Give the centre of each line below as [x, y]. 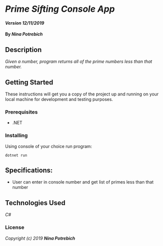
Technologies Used [35, 203]
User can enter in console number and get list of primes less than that [83, 182]
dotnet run [16, 155]
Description [23, 49]
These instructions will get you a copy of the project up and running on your [82, 94]
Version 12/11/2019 [25, 23]
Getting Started [29, 82]
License [15, 227]
